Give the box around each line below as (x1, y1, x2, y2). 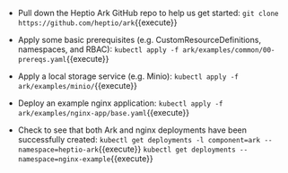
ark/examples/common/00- (182, 46, 275, 55)
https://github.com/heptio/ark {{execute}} (17, 17, 178, 28)
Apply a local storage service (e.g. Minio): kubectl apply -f (17, 71, 240, 82)
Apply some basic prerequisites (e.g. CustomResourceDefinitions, (17, 35, 262, 45)
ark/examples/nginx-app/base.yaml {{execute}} (17, 108, 190, 117)
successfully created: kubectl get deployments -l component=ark (17, 134, 261, 144)
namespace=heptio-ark (17, 145, 99, 154)
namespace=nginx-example (17, 155, 111, 164)
